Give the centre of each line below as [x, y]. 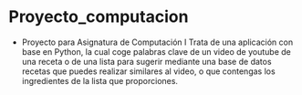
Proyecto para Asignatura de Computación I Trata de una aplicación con [157, 42]
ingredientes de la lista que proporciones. [100, 80]
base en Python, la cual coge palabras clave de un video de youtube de [156, 51]
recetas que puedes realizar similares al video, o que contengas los [148, 71]
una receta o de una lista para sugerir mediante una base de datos [146, 61]
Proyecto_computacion [99, 17]
